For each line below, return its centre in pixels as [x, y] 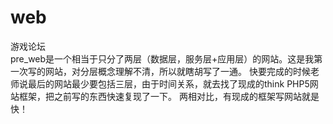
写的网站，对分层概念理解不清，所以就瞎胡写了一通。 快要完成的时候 [169, 71]
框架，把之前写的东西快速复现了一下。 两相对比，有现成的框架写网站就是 [169, 96]
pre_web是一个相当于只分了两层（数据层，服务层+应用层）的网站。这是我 [162, 58]
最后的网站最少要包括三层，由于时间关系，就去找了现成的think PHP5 [168, 83]
